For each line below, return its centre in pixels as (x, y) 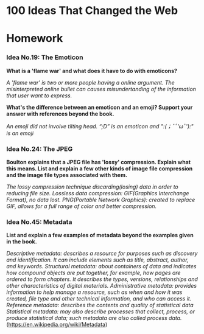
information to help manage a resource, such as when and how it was (94, 292)
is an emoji (20, 133)
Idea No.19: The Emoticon (45, 57)
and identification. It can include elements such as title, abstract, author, (97, 260)
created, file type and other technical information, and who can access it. (99, 299)
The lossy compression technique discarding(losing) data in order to (92, 187)
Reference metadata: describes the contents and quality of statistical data (100, 305)
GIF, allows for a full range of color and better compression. (82, 206)
